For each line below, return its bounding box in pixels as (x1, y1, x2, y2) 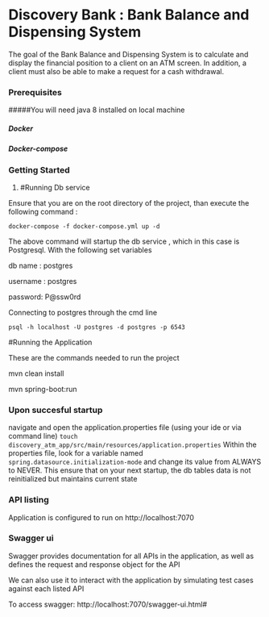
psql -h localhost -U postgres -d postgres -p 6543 (8, 323, 185, 331)
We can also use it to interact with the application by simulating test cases (8, 575, 254, 585)
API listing (8, 494, 50, 506)
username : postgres (8, 276, 77, 286)
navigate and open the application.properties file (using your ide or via (8, 423, 242, 432)
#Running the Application (8, 337, 93, 347)
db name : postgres (8, 261, 73, 270)
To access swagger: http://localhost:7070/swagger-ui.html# (8, 599, 208, 609)
